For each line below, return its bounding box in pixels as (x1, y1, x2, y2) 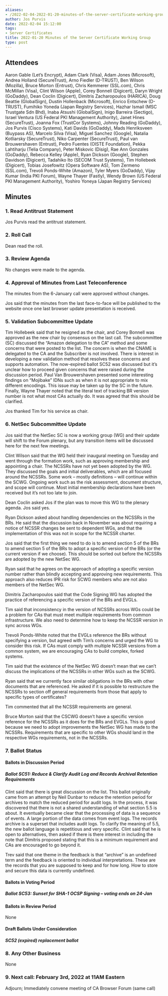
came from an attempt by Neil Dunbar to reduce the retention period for (5, 794, 153, 800)
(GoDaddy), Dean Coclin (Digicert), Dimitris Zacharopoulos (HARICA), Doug (5, 93, 161, 99)
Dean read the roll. (5, 243, 43, 249)
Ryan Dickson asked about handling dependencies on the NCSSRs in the (5, 514, 155, 521)
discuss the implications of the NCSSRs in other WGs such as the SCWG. (5, 668, 156, 674)
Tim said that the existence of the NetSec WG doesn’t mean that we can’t (5, 663, 156, 669)
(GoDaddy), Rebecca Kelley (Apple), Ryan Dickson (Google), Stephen (5, 151, 148, 158)
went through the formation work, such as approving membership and (5, 457, 149, 463)
